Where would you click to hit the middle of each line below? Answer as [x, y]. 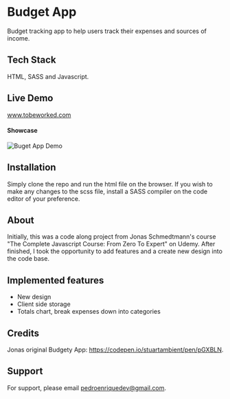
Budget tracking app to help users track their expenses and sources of [107, 31]
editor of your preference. [44, 198]
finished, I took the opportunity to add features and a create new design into [115, 251]
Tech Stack [32, 60]
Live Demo [30, 98]
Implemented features [56, 280]
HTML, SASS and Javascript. [48, 76]
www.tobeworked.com [39, 115]
